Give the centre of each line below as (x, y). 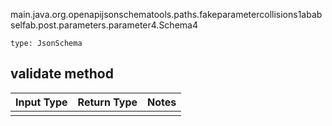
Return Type (107, 102)
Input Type (41, 102)
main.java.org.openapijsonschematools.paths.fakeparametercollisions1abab (166, 14)
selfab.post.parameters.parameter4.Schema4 (104, 25)
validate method (62, 74)
